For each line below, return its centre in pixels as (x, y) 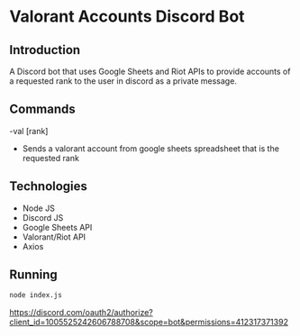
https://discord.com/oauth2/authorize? (81, 313)
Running (34, 275)
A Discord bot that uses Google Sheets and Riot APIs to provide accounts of (150, 71)
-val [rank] (29, 131)
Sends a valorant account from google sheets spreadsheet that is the (150, 148)
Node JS (39, 208)
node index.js (36, 295)
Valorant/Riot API (54, 237)
